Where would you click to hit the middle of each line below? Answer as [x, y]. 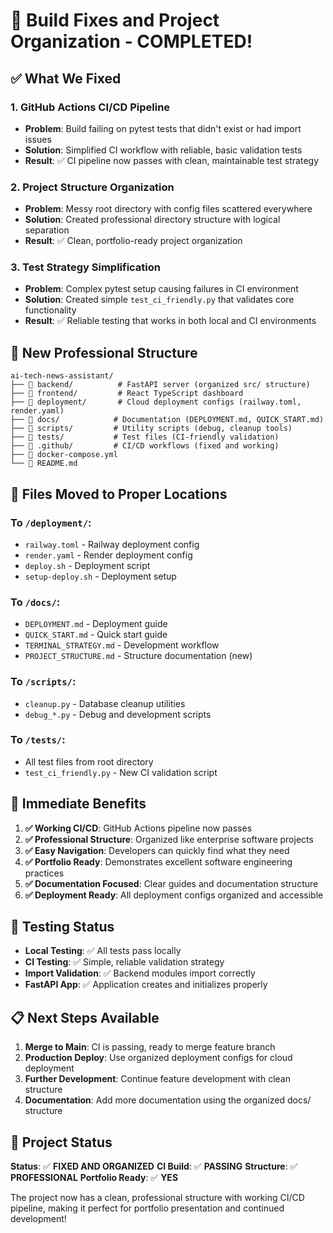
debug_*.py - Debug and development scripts [118, 714]
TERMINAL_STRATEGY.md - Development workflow [122, 645]
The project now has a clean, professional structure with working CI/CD [157, 1198]
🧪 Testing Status [62, 927]
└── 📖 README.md [44, 464]
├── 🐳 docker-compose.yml [64, 455]
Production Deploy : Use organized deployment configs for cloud [158, 1058]
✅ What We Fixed [66, 78]
